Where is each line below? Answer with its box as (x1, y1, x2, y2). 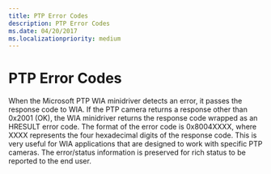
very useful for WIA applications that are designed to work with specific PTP (8, 139, 263, 149)
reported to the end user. (8, 156, 91, 166)
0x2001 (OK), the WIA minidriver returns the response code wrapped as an (8, 113, 258, 123)
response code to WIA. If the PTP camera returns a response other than (8, 104, 248, 114)
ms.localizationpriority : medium (8, 34, 121, 43)
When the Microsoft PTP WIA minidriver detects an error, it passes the (8, 96, 243, 106)
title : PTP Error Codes (8, 11, 89, 20)
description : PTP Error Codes (8, 19, 111, 28)
